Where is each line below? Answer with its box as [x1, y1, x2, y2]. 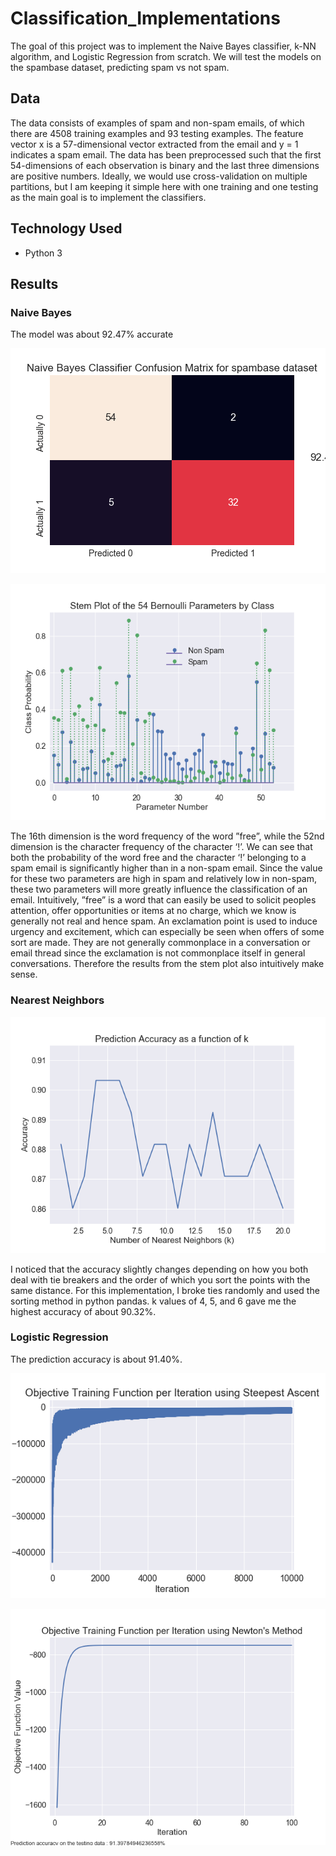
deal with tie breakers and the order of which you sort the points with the [10, 1273, 311, 1286]
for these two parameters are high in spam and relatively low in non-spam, [10, 873, 318, 885]
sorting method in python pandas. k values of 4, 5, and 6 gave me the [10, 1295, 297, 1307]
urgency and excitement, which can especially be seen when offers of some [10, 926, 325, 938]
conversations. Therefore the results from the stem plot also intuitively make [10, 958, 325, 970]
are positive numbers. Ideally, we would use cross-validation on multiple [10, 170, 308, 182]
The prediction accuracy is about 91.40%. [10, 1353, 183, 1365]
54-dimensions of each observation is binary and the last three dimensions [10, 159, 320, 171]
